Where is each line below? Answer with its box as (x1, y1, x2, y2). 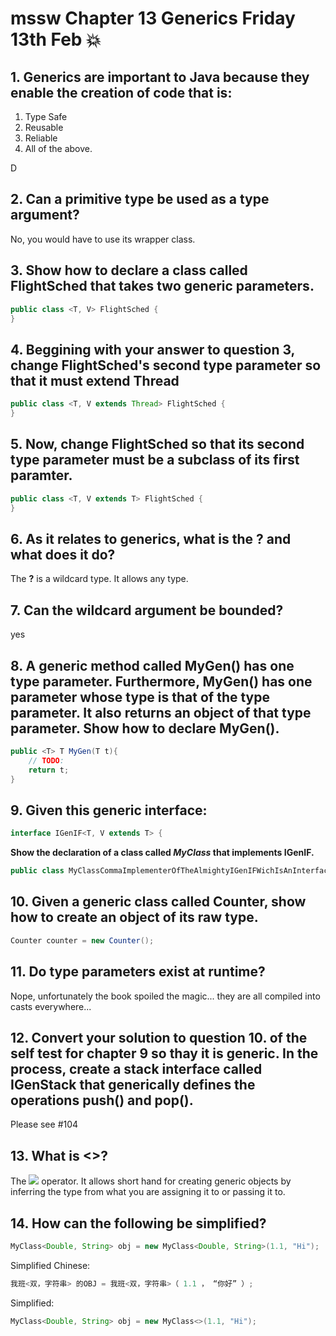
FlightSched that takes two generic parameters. (10, 278, 315, 295)
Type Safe (24, 111, 68, 122)
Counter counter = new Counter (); (10, 935, 155, 946)
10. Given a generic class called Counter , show (10, 893, 307, 911)
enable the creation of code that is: (10, 84, 233, 101)
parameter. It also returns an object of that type (10, 704, 312, 721)
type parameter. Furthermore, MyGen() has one (10, 673, 313, 690)
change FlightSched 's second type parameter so (10, 357, 322, 374)
